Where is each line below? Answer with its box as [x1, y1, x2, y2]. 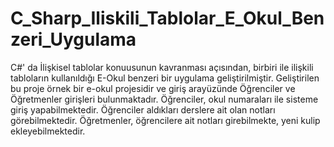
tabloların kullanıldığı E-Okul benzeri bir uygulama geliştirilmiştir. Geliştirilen [10, 72, 320, 84]
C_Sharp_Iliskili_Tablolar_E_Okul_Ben [10, 7, 325, 30]
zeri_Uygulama [10, 28, 137, 51]
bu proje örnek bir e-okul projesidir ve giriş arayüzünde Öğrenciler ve [10, 82, 296, 94]
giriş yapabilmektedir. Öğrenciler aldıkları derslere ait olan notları [10, 103, 276, 116]
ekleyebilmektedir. [10, 125, 86, 137]
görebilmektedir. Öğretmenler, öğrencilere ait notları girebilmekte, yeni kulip [10, 114, 321, 126]
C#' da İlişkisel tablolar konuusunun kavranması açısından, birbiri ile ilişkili [10, 61, 314, 73]
